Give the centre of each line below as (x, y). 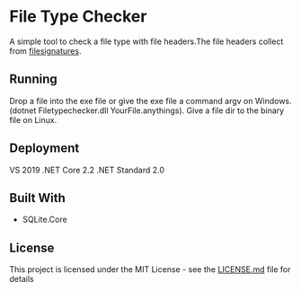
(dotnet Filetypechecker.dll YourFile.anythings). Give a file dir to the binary (147, 110)
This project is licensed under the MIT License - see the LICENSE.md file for (150, 269)
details (22, 279)
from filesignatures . (45, 50)
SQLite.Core (44, 220)
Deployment (44, 149)
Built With (37, 198)
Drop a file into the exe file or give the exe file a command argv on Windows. (150, 101)
